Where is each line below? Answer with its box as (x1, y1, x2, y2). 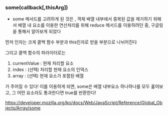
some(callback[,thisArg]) (5, 4, 68, 11)
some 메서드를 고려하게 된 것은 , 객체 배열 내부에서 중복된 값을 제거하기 (12, 16, 152, 22)
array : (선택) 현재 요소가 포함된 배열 (12, 73, 84, 79)
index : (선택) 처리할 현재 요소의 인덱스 (12, 66, 89, 72)
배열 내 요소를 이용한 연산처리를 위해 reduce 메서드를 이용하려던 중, (18, 22, 150, 28)
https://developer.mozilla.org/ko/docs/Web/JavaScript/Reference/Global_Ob (5, 99, 163, 106)
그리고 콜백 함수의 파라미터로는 (5, 49, 66, 56)
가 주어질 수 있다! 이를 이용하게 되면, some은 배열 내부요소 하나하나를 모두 (5, 83, 150, 89)
